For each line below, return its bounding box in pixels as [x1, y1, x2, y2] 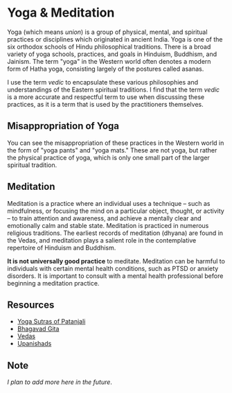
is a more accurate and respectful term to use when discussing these [7, 92, 205, 101]
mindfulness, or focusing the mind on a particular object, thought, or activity [7, 207, 225, 215]
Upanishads [17, 340, 52, 348]
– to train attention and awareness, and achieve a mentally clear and [7, 213, 202, 222]
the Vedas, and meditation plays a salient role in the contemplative [7, 236, 197, 244]
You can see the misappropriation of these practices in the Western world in [7, 139, 224, 147]
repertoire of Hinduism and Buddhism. [7, 243, 116, 252]
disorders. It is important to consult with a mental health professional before [7, 272, 224, 280]
